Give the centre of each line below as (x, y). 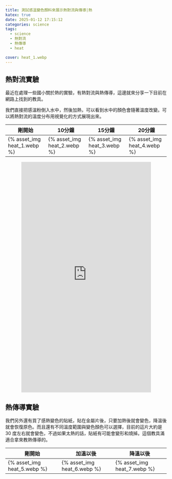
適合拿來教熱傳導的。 (28, 440)
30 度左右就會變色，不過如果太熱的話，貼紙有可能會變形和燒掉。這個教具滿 (85, 433)
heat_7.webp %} (135, 469)
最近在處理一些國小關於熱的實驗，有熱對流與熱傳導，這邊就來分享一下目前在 (86, 93)
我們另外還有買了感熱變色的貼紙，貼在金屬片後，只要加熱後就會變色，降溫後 (86, 421)
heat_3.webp (104, 145)
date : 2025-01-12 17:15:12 (34, 19)
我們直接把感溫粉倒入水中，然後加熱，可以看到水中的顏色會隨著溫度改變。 (84, 110)
